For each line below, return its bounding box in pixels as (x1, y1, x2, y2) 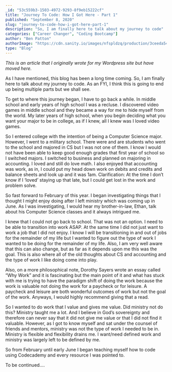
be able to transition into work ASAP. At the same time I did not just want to (5, 224, 164, 230)
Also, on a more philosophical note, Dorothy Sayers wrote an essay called (5, 266, 161, 272)
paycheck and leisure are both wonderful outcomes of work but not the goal (5, 288, 166, 295)
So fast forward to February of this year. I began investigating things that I (5, 192, 161, 198)
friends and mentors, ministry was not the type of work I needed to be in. (5, 325, 160, 331)
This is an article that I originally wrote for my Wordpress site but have (5, 60, 154, 66)
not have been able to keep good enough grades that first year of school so (5, 149, 165, 155)
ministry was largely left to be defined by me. (5, 337, 101, 343)
